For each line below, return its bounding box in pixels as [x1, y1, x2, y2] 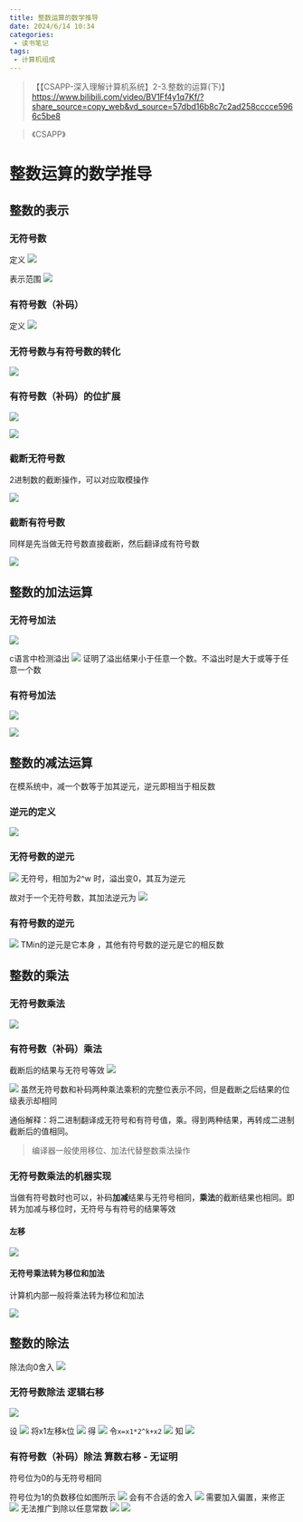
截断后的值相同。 [9, 1126, 73, 1137]
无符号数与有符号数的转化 [9, 346, 121, 358]
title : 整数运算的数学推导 [9, 13, 99, 23]
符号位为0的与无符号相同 [9, 1472, 102, 1484]
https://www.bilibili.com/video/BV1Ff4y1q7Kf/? [31, 91, 204, 102]
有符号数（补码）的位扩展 [9, 390, 121, 403]
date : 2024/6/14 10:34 [9, 22, 95, 31]
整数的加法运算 [9, 585, 93, 600]
